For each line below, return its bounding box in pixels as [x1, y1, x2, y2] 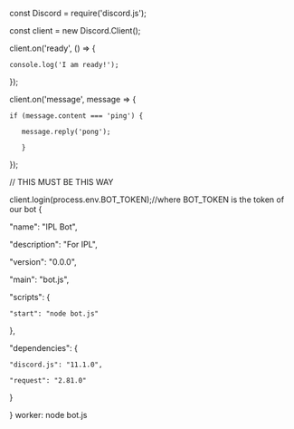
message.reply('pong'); [21, 127, 111, 136]
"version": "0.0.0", [9, 257, 77, 267]
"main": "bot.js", [9, 274, 70, 285]
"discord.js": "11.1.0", [9, 360, 103, 369]
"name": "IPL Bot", [9, 221, 78, 232]
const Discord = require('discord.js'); [9, 8, 147, 18]
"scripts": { [9, 292, 51, 302]
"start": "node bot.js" [9, 309, 100, 318]
